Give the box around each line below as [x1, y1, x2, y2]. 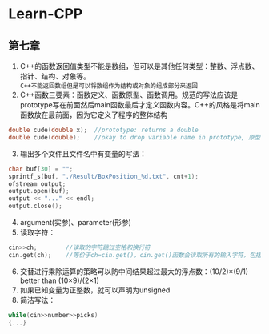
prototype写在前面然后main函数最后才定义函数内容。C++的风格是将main [19, 100, 260, 109]
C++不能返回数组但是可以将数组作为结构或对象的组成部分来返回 [19, 82, 199, 90]
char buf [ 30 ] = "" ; [8, 165, 74, 173]
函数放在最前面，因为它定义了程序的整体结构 [19, 110, 168, 119]
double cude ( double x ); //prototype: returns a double [8, 126, 199, 134]
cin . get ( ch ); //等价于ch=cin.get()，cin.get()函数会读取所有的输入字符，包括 [8, 251, 262, 259]
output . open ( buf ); [8, 187, 70, 195]
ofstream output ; [8, 179, 66, 188]
